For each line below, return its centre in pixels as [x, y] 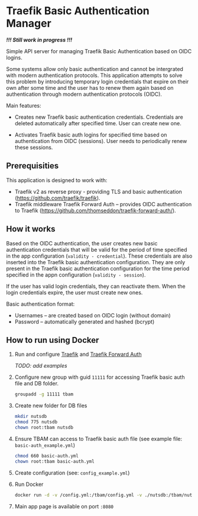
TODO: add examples [41, 366]
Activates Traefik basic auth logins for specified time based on [91, 135]
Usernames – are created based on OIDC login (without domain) [93, 315]
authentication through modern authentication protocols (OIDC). [84, 94]
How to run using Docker [53, 340]
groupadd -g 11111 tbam [44, 394]
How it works [31, 229]
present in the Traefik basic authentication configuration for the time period [98, 268]
